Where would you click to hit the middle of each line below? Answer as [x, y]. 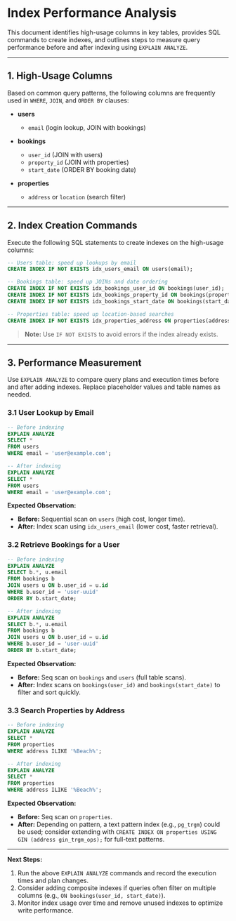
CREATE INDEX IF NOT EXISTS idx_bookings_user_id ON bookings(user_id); [116, 289]
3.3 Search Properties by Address [66, 710]
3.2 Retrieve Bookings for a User [64, 545]
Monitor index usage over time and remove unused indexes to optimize [120, 903]
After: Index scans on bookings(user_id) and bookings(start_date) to [119, 684]
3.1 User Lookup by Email [51, 413]
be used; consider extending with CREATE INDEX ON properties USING [117, 832]
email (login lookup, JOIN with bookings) [87, 127]
